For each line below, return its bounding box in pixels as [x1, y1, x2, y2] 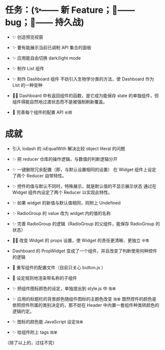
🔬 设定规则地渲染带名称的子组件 [12, 275, 77, 281]
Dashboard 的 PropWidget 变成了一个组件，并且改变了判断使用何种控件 [12, 247, 158, 254]
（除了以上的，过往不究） [5, 340, 57, 346]
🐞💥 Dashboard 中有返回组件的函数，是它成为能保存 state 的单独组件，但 [12, 92, 159, 99]
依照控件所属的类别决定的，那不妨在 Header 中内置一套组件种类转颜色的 [12, 302, 160, 308]
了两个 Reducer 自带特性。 [12, 173, 66, 178]
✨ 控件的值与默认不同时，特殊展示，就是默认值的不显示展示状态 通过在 [12, 183, 157, 189]
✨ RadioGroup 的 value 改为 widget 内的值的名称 [12, 210, 111, 216]
